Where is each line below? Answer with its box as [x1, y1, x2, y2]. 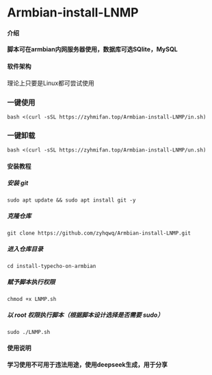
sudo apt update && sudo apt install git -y [7, 197, 136, 204]
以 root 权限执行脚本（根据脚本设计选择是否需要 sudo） [7, 311, 164, 319]
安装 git [7, 179, 29, 187]
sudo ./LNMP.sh [7, 328, 51, 335]
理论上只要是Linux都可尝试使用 [7, 79, 94, 87]
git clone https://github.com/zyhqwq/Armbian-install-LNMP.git [7, 230, 191, 237]
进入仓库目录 [7, 245, 43, 253]
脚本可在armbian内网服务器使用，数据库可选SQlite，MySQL [7, 45, 178, 53]
